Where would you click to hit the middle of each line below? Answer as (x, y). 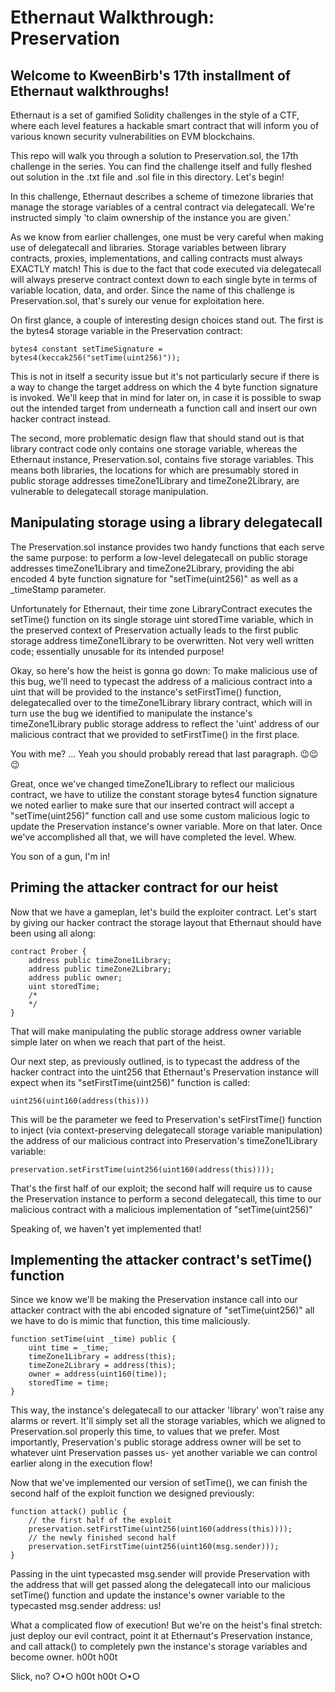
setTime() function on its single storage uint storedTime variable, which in (162, 619)
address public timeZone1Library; (100, 960)
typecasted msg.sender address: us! (86, 1606)
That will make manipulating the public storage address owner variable (156, 1031)
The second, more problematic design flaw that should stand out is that (157, 438)
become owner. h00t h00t (64, 1657)
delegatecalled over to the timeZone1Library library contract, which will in (161, 702)
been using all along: (53, 933)
